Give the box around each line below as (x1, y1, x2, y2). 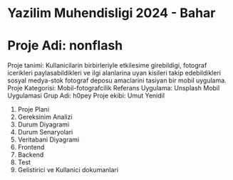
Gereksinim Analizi (17, 112, 73, 122)
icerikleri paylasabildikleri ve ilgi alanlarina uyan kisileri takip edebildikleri (7, 69, 221, 78)
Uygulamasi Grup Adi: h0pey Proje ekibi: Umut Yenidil (7, 91, 165, 100)
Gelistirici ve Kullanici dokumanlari (17, 166, 119, 174)
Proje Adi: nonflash (7, 38, 123, 54)
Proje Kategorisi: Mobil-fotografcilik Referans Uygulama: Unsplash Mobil (7, 84, 220, 92)
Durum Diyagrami (17, 120, 70, 129)
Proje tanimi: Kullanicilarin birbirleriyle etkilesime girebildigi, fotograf (7, 61, 207, 70)
